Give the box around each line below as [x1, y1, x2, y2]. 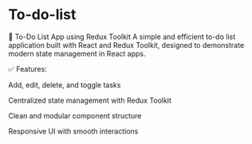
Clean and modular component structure [8, 111, 142, 120]
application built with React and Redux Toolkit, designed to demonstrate [8, 40, 245, 49]
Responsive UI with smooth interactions [8, 126, 139, 136]
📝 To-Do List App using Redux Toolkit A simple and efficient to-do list [8, 32, 236, 41]
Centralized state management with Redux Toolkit [8, 95, 171, 105]
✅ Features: [8, 64, 48, 73]
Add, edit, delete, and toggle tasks [8, 80, 121, 89]
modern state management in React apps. [8, 49, 146, 58]
